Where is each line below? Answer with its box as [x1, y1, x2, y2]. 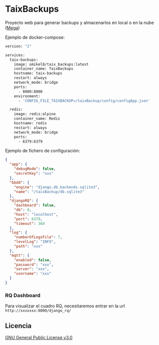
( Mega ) [5, 25, 20, 30]
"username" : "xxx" [14, 271, 52, 276]
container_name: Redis [14, 116, 60, 121]
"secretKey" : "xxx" [14, 171, 54, 176]
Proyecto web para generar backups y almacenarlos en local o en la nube [5, 20, 154, 25]
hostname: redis [14, 121, 48, 126]
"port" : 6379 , [14, 217, 43, 222]
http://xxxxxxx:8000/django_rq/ [5, 308, 71, 313]
